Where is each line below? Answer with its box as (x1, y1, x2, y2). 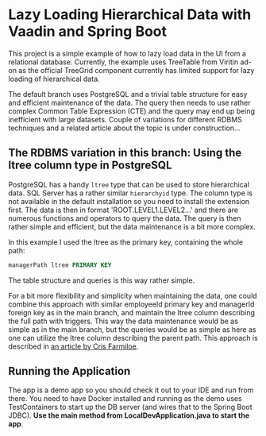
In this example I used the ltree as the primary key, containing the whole (8, 237, 244, 247)
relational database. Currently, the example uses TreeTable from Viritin (8, 57, 239, 67)
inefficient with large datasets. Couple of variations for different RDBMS (8, 114, 242, 124)
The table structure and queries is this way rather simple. (8, 276, 195, 285)
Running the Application (8, 365, 131, 378)
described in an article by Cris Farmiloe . (8, 341, 139, 351)
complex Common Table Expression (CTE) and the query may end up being (8, 106, 256, 116)
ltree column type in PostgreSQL (8, 159, 172, 172)
